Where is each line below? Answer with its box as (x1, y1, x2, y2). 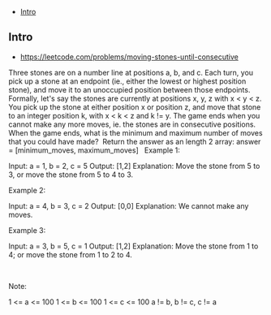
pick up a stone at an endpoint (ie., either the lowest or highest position (8, 76, 247, 86)
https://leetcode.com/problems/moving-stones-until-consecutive (19, 52, 239, 62)
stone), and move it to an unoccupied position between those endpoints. (8, 84, 251, 94)
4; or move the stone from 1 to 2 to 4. (8, 249, 132, 259)
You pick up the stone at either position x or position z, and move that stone (8, 101, 261, 112)
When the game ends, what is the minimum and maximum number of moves (8, 127, 263, 137)
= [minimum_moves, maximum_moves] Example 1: (8, 145, 181, 155)
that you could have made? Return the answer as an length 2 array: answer (8, 136, 261, 146)
